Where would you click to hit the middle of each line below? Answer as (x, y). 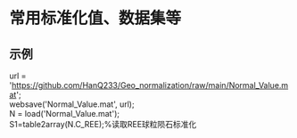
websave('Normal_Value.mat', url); (72, 104)
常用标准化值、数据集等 (95, 18)
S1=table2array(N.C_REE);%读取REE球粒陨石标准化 (103, 124)
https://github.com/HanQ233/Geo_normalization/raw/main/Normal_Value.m (150, 85)
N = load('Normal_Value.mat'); (65, 114)
